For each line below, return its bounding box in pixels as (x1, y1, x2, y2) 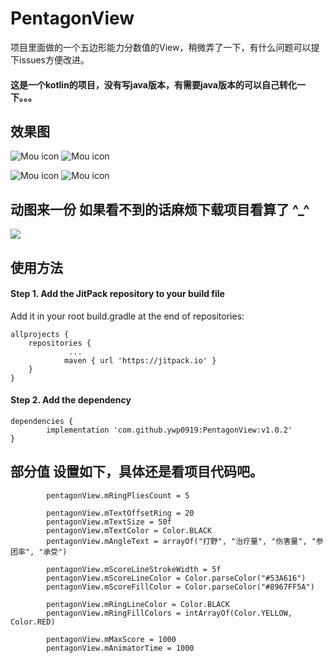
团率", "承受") (10, 547, 68, 557)
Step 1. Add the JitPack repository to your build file (10, 288, 225, 300)
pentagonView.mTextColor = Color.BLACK (46, 525, 213, 536)
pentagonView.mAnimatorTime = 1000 (46, 643, 195, 653)
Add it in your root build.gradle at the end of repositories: (10, 310, 245, 322)
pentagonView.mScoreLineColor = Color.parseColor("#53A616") (46, 573, 307, 583)
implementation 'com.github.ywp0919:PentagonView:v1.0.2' (46, 425, 293, 435)
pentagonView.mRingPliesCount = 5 (46, 490, 190, 501)
